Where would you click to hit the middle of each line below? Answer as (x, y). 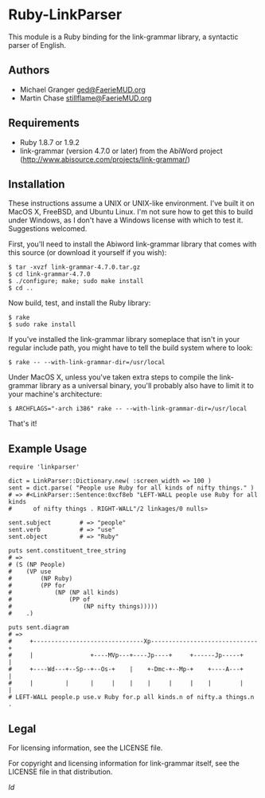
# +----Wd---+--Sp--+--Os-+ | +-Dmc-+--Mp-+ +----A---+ (126, 670)
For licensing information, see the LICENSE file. (86, 748)
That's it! (23, 423)
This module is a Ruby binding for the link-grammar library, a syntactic (123, 37)
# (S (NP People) (37, 565)
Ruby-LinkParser (65, 15)
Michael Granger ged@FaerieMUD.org (82, 89)
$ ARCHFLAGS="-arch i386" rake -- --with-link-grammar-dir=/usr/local (128, 409)
